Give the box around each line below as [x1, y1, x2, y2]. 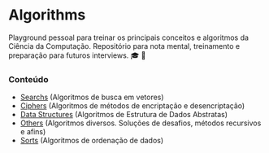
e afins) [20, 127, 46, 137]
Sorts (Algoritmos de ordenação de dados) [20, 136, 164, 146]
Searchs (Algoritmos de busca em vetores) [20, 92, 164, 103]
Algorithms [8, 6, 86, 24]
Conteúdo [8, 73, 49, 85]
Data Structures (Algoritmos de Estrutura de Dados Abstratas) [20, 110, 228, 120]
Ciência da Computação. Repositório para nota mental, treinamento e [8, 41, 241, 50]
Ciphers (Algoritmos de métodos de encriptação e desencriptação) [20, 101, 245, 111]
